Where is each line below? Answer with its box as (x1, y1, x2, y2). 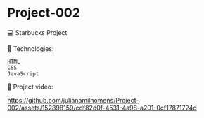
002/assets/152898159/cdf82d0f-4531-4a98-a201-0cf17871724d (7, 103, 197, 112)
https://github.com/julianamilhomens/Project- (7, 96, 139, 104)
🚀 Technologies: (7, 44, 54, 53)
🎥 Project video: (7, 82, 53, 91)
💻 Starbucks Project (7, 28, 68, 36)
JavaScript (7, 70, 39, 78)
